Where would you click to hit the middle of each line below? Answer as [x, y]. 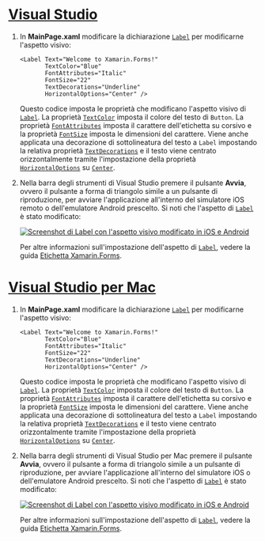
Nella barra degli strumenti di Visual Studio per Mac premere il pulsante [136, 456]
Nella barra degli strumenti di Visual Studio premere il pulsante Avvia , [133, 183]
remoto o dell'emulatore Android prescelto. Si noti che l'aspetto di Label [136, 208]
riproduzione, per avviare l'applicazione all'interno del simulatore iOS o [135, 472]
